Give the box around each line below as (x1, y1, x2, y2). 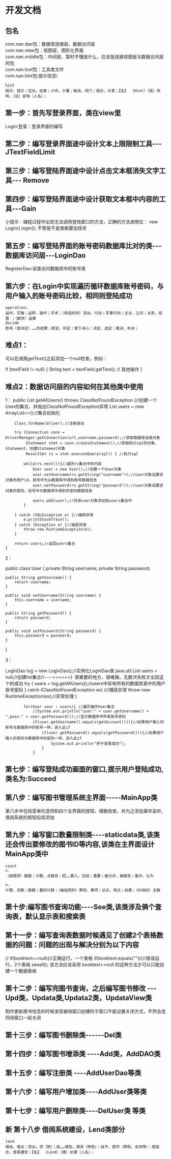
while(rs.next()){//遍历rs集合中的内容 (23, 461, 102, 466)
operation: (5, 305, 28, 310)
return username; (14, 579, 51, 585)
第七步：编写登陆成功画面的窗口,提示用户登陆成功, (5, 765, 164, 774)
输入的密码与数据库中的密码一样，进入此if (5, 736, 82, 741)
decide (5, 321, 19, 326)
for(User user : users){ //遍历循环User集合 (23, 704, 115, 709)
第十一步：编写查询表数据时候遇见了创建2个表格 (5, 931, 157, 940)
